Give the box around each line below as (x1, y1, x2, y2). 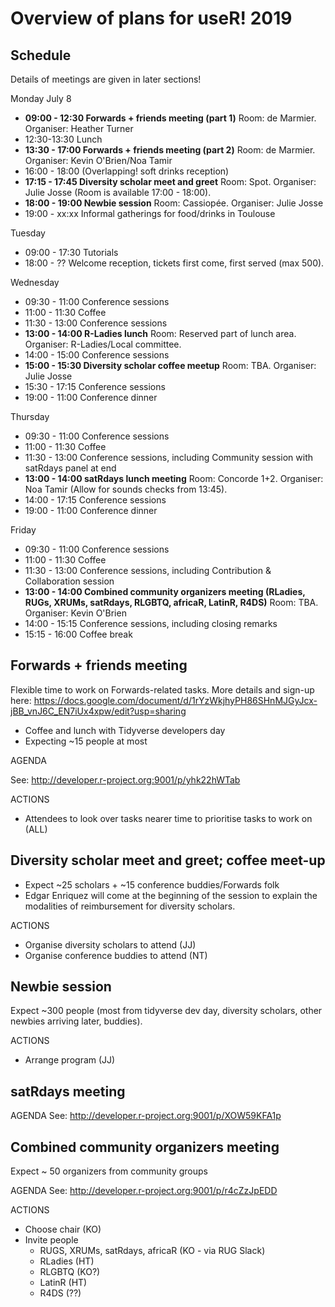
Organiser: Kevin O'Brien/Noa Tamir (24, 155, 173, 166)
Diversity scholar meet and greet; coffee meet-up (10, 852, 326, 869)
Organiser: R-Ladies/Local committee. (24, 338, 182, 350)
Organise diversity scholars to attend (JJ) (24, 938, 197, 951)
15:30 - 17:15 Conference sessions (24, 381, 166, 392)
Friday (10, 524, 37, 536)
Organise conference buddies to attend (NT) (24, 949, 208, 961)
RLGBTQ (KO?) (39, 1266, 101, 1278)
